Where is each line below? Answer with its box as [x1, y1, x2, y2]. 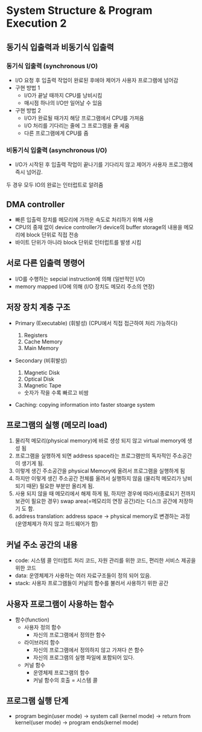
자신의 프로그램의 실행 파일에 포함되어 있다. [33, 654, 134, 661]
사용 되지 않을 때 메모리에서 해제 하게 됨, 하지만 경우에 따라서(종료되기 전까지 [14, 490, 196, 497]
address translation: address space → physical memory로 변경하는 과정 [14, 513, 191, 520]
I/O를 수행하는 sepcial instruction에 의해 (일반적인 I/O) [14, 275, 145, 282]
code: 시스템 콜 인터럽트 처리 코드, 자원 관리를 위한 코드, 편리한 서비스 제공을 [14, 557, 196, 564]
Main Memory [24, 344, 59, 351]
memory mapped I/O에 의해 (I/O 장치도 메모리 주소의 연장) [14, 282, 155, 290]
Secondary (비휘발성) [14, 357, 68, 364]
